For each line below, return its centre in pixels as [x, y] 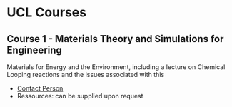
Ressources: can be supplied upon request [80, 96]
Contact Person [40, 88]
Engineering [34, 50]
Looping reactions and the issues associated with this [86, 75]
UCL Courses [47, 12]
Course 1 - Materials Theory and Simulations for [115, 39]
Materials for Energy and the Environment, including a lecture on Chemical [116, 67]
